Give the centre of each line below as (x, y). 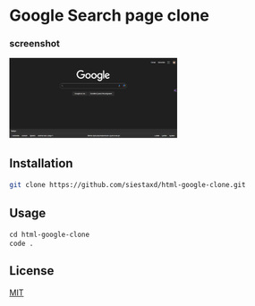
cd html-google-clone (50, 234)
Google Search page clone (110, 16)
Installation (41, 163)
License (32, 271)
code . (21, 243)
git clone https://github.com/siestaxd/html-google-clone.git (127, 185)
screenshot (35, 44)
